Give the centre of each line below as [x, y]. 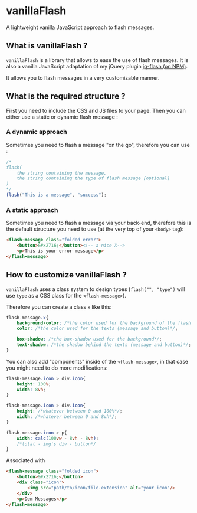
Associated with [26, 460]
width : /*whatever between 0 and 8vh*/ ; [67, 417]
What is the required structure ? [66, 97]
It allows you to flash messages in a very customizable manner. [83, 77]
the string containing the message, [62, 173]
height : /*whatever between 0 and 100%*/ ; [70, 411]
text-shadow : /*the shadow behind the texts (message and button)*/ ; [104, 345]
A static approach [32, 210]
